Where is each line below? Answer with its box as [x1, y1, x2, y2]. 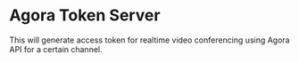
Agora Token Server [9, 5, 161, 26]
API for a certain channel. [9, 43, 103, 54]
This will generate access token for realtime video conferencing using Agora [9, 35, 290, 45]
